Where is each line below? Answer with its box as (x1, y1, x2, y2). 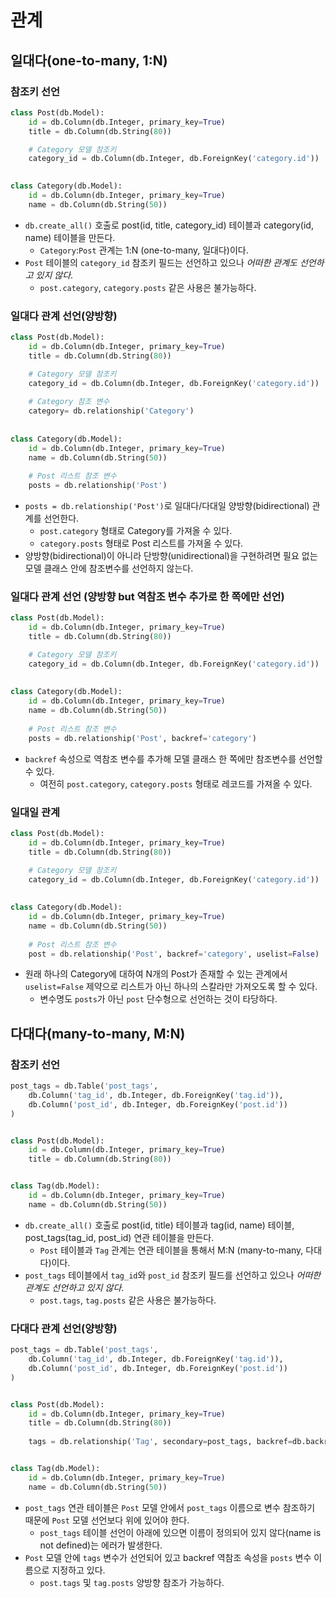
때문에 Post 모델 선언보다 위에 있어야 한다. (24, 1514, 190, 1526)
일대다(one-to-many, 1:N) (10, 52, 168, 69)
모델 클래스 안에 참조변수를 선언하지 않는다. (24, 562, 194, 575)
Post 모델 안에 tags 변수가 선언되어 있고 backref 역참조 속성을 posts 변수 (24, 1551, 312, 1563)
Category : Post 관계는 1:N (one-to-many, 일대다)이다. (39, 244, 249, 256)
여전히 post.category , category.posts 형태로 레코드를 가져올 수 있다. (39, 777, 313, 790)
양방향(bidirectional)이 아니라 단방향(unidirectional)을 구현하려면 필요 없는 (24, 550, 318, 562)
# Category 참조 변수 (28, 397, 110, 407)
